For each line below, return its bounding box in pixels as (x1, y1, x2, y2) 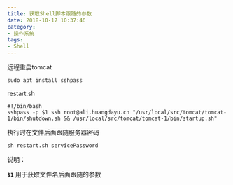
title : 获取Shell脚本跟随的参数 (7, 10, 92, 18)
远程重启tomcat (7, 63, 52, 71)
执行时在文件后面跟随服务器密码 (7, 128, 99, 137)
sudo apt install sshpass (7, 77, 83, 84)
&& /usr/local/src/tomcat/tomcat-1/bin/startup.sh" (63, 115, 218, 122)
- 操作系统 (7, 29, 35, 37)
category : (7, 23, 36, 30)
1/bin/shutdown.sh (7, 115, 61, 122)
